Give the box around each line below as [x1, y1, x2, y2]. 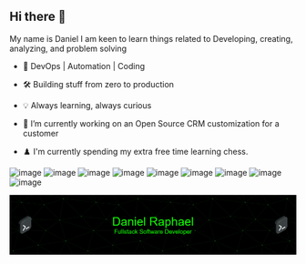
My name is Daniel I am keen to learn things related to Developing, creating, [9, 33, 293, 44]
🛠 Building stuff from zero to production [22, 78, 175, 89]
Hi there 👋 [9, 9, 66, 25]
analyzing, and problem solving [9, 43, 127, 54]
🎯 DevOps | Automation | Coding [22, 60, 146, 71]
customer [22, 127, 59, 138]
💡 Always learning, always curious [22, 99, 152, 110]
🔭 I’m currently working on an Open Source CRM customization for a [22, 117, 280, 128]
